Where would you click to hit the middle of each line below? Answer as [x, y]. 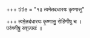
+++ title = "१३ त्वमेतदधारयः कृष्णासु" [45, 9]
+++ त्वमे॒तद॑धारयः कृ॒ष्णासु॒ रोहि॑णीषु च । [44, 21]
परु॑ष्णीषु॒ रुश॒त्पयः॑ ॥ [24, 28]
